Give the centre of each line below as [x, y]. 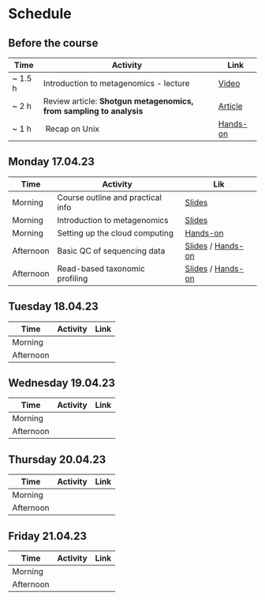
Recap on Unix [73, 129]
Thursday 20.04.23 [57, 459]
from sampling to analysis [93, 111]
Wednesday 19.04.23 [62, 383]
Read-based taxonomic [101, 268]
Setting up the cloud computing [116, 232]
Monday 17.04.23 [51, 162]
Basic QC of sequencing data [111, 251]
